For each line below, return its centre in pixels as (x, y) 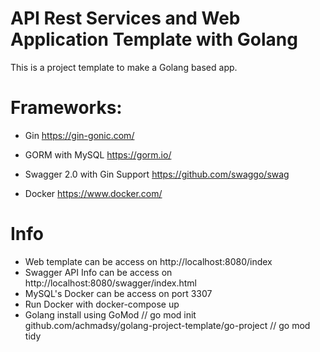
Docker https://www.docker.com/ (93, 193)
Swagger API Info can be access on (98, 272)
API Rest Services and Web (125, 18)
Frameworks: (66, 108)
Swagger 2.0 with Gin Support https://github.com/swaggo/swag (157, 174)
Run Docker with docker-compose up (102, 304)
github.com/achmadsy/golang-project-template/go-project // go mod (167, 325)
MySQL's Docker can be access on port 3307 (118, 293)
